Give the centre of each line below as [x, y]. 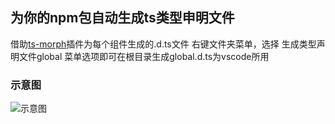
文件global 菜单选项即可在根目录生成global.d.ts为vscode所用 [144, 56]
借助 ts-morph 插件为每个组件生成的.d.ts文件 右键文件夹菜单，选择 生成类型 [163, 44]
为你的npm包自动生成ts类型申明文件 [122, 18]
